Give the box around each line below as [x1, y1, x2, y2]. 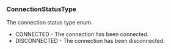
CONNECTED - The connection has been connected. [15, 31, 149, 38]
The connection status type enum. [6, 19, 93, 26]
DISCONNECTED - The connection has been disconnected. [15, 37, 165, 45]
